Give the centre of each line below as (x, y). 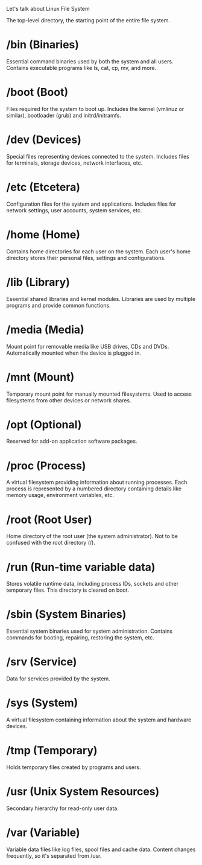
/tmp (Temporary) (52, 751)
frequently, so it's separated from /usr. (54, 855)
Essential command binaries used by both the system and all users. (90, 61)
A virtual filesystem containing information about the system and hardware (99, 720)
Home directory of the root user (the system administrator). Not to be (92, 536)
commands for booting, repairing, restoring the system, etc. (80, 638)
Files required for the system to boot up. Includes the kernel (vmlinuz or (95, 109)
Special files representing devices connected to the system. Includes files (98, 156)
